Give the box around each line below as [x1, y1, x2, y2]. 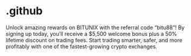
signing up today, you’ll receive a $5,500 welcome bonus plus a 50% [5, 30, 178, 37]
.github [5, 4, 43, 18]
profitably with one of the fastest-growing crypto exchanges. [5, 43, 158, 50]
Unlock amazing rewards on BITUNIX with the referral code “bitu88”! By [5, 24, 185, 31]
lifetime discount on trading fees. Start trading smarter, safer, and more [5, 36, 183, 43]
